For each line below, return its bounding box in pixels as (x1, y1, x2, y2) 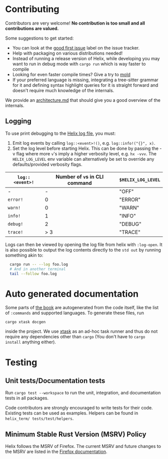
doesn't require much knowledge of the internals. (12, 87, 114, 93)
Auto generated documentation (5, 288, 139, 299)
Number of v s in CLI (55, 173, 104, 180)
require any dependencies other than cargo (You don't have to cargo (5, 334, 145, 340)
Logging (5, 117, 31, 126)
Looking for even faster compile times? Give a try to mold (12, 71, 131, 77)
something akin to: (5, 252, 43, 258)
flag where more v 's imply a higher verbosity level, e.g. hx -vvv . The (16, 150, 156, 156)
